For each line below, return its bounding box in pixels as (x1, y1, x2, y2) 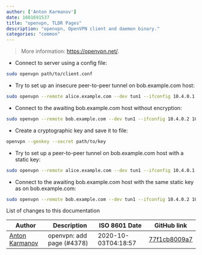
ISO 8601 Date (99, 221, 142, 230)
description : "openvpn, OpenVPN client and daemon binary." (6, 25, 161, 32)
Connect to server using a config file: (14, 60, 107, 67)
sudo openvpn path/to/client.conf (6, 71, 93, 77)
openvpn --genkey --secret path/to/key (6, 138, 106, 144)
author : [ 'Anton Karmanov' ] (6, 8, 77, 15)
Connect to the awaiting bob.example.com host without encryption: (14, 104, 182, 111)
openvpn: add (47, 232, 87, 240)
